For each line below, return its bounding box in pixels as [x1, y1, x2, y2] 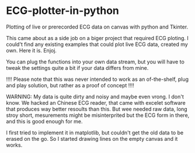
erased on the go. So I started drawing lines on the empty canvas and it [6, 135, 178, 142]
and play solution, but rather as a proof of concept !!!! [6, 81, 134, 88]
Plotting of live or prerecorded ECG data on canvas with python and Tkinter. [6, 23, 189, 30]
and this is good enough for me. [6, 118, 83, 124]
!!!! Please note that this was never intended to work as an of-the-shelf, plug [6, 76, 189, 83]
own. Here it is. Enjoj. [6, 47, 57, 54]
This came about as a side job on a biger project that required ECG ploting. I [6, 34, 189, 41]
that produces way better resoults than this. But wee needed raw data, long [6, 105, 188, 112]
